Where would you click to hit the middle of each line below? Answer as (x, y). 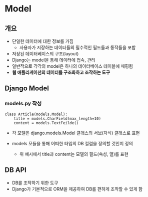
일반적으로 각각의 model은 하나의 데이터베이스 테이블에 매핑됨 (72, 66)
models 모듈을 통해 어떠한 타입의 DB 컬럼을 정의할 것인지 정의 (72, 143)
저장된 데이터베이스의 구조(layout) (45, 54)
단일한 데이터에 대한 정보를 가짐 (42, 41)
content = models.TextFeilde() (46, 123)
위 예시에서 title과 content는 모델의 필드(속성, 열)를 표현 (74, 154)
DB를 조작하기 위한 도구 (35, 183)
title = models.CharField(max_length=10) (57, 118)
